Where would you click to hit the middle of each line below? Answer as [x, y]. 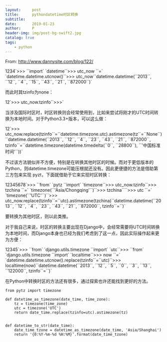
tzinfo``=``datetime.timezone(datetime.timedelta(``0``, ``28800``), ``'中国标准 [83, 145]
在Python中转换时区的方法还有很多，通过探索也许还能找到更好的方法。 [78, 281]
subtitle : [15, 19]
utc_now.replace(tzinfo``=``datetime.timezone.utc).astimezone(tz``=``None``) [84, 134]
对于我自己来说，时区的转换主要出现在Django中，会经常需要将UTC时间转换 [83, 227]
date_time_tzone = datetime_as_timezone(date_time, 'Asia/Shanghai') [88, 330]
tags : [11, 43]
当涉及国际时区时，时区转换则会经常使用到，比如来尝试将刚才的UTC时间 [80, 112]
